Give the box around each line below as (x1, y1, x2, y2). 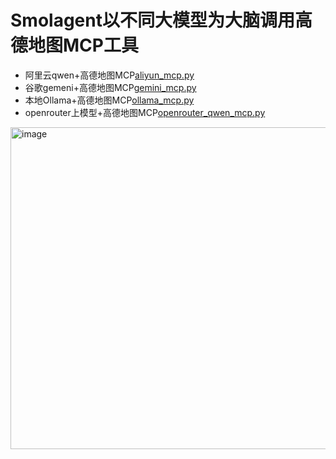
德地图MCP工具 (10, 34, 139, 57)
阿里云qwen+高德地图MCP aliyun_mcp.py (24, 69, 195, 81)
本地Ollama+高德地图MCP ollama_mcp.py (24, 94, 195, 106)
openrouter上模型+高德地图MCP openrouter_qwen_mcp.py (24, 106, 266, 118)
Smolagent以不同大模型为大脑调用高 (10, 9, 313, 32)
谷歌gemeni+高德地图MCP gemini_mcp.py (24, 81, 197, 93)
